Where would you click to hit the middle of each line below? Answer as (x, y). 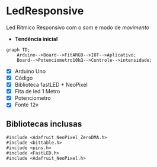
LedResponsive (45, 11)
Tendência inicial (36, 39)
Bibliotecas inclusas (44, 124)
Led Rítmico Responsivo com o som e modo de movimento (78, 27)
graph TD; (18, 50)
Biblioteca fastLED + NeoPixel (51, 85)
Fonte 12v (26, 105)
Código (24, 78)
